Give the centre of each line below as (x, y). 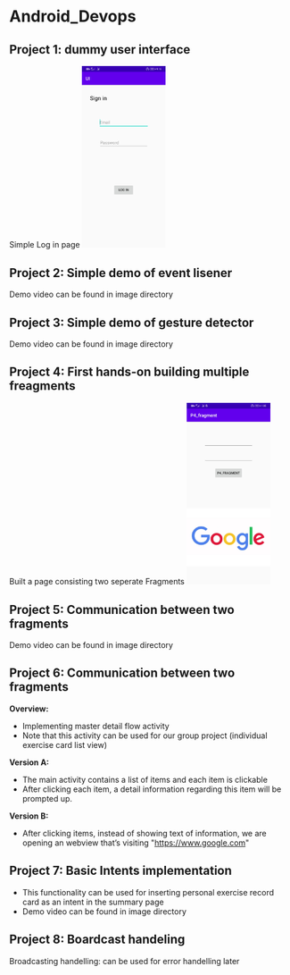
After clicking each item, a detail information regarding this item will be (152, 789)
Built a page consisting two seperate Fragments (97, 582)
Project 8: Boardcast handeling (97, 940)
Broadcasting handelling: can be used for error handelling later (124, 961)
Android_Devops (73, 17)
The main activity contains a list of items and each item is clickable (145, 779)
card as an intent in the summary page (93, 902)
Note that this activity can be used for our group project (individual (145, 735)
